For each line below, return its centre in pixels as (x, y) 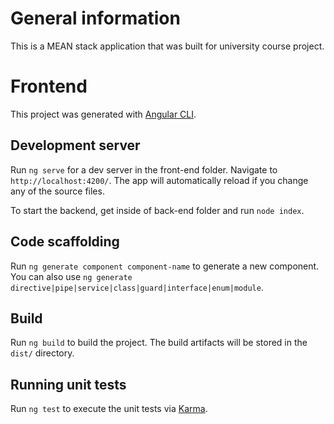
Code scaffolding (65, 242)
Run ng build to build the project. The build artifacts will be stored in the (159, 343)
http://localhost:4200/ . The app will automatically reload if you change (159, 180)
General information (95, 18)
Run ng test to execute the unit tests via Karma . (109, 409)
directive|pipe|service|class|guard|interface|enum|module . (137, 287)
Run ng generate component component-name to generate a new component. (165, 266)
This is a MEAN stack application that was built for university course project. (167, 46)
